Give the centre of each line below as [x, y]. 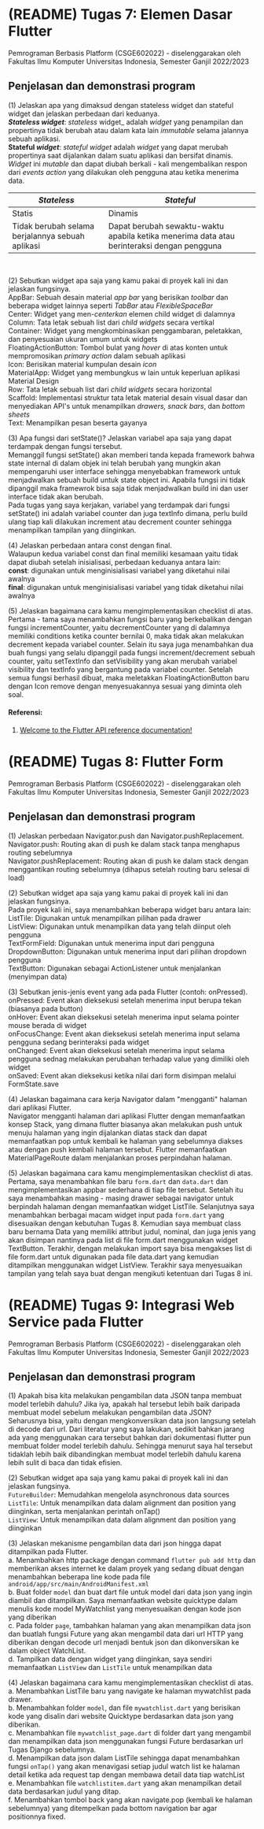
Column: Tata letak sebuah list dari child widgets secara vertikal [111, 322]
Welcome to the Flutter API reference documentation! [106, 729]
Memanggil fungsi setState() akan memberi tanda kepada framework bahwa [132, 454]
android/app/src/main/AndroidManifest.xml [79, 1585]
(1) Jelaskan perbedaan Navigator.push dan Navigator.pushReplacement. [126, 836]
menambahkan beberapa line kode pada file [79, 1577]
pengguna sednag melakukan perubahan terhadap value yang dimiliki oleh [129, 1059]
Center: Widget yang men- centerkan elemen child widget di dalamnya [122, 313]
